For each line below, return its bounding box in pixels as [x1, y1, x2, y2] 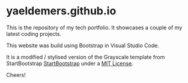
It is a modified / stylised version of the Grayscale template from [6, 53, 165, 60]
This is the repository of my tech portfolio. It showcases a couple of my [6, 24, 183, 31]
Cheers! [6, 71, 26, 78]
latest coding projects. [6, 30, 62, 37]
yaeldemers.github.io [6, 4, 117, 18]
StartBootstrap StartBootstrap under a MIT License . [6, 60, 134, 67]
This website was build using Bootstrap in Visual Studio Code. [6, 42, 159, 49]
